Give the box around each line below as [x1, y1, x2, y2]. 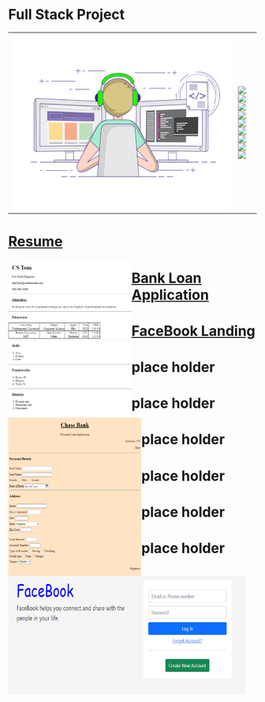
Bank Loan [131, 269, 203, 286]
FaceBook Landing [131, 322, 256, 340]
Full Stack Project [8, 6, 125, 24]
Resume [8, 233, 63, 251]
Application [131, 286, 209, 304]
